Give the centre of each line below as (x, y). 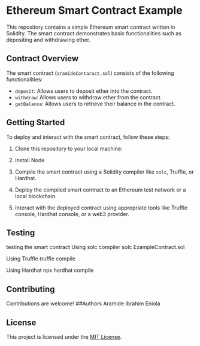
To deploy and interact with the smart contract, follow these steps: (88, 137)
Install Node (30, 160)
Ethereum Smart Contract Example (94, 10)
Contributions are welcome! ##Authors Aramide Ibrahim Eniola (83, 303)
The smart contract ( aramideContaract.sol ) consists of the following (90, 73)
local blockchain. (36, 196)
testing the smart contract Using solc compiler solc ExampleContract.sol (96, 247)
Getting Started (36, 122)
